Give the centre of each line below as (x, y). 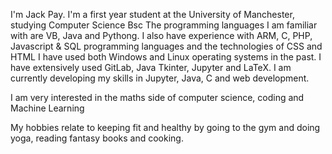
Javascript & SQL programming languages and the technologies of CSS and (166, 46)
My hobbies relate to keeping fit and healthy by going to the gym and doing (165, 127)
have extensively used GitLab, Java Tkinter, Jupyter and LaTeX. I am (151, 67)
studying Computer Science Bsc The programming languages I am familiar (164, 25)
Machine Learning (47, 108)
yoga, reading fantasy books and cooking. (97, 138)
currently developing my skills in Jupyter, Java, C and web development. (160, 78)
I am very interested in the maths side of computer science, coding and (157, 97)
